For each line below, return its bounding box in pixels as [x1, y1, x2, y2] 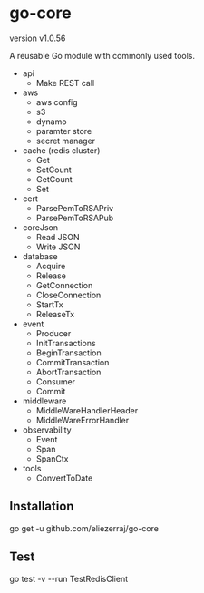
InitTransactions [35, 337, 97, 348]
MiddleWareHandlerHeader [35, 404, 139, 415]
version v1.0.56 [9, 33, 66, 44]
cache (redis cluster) [22, 144, 101, 156]
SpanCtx [35, 452, 69, 464]
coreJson [22, 221, 59, 233]
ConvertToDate [35, 472, 93, 483]
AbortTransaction [35, 366, 102, 377]
